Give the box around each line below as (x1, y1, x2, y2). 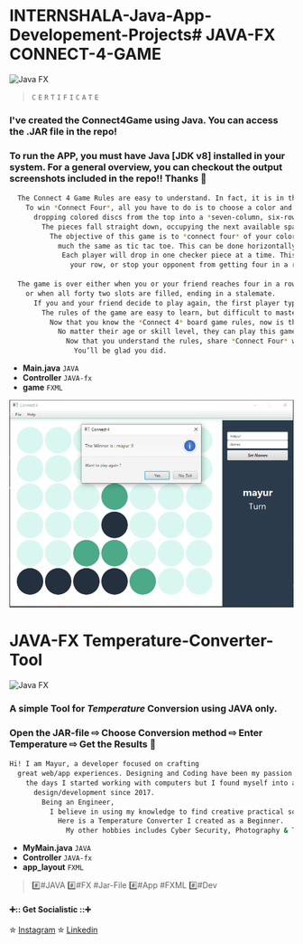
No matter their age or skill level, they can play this (57, 327, 277, 336)
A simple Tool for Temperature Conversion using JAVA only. (9, 702, 278, 714)
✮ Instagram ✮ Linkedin (9, 924, 98, 936)
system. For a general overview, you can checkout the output (9, 160, 282, 173)
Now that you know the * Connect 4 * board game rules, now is (49, 317, 284, 326)
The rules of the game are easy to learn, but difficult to (41, 308, 272, 317)
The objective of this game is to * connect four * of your (49, 231, 272, 241)
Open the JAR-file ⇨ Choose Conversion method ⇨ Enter (9, 726, 263, 739)
